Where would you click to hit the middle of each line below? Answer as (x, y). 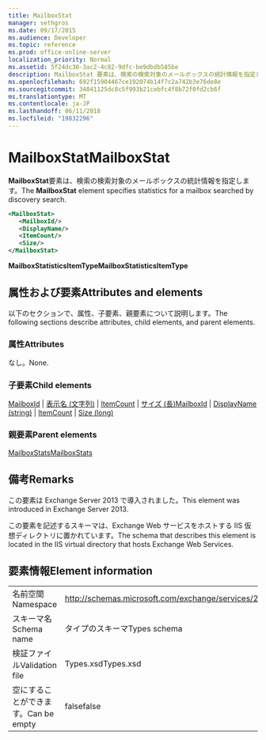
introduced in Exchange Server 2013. (68, 509)
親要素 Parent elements (53, 435)
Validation (38, 666)
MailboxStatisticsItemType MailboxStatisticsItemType (98, 266)
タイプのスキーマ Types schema (123, 628)
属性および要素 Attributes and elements (106, 292)
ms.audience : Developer (47, 38)
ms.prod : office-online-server (60, 52)
